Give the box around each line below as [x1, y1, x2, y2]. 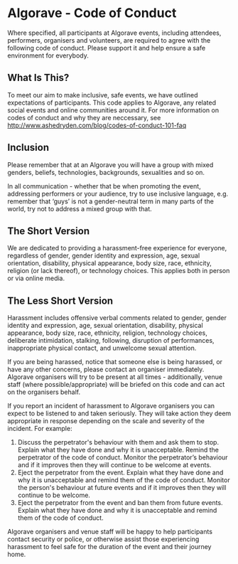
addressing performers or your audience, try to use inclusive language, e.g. [7, 189, 229, 198]
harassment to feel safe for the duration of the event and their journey [7, 543, 212, 551]
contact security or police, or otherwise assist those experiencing [7, 535, 200, 543]
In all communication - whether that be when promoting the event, [7, 181, 201, 190]
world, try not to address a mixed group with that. [7, 204, 153, 213]
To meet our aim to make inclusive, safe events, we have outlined [7, 90, 198, 99]
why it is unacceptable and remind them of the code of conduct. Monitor [17, 476, 230, 484]
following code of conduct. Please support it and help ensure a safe [7, 43, 206, 52]
